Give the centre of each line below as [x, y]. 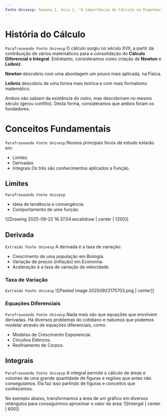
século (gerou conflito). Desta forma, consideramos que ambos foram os [80, 103]
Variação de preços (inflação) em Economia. [58, 262]
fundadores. [18, 109]
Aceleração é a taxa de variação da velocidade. [61, 267]
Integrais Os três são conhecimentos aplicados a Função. [71, 168]
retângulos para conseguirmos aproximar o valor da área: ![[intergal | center [83, 404]
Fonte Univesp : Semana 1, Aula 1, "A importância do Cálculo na [73, 10]
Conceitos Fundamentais [58, 128]
